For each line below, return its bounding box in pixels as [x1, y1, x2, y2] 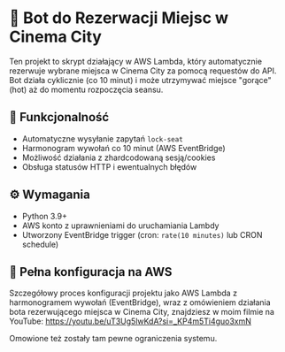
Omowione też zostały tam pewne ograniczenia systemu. [9, 333, 218, 344]
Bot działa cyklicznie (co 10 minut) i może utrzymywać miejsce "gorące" [9, 74, 272, 85]
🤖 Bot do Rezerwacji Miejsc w [9, 8, 228, 28]
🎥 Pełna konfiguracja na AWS [9, 264, 173, 279]
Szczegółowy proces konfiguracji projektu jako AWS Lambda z [9, 287, 237, 299]
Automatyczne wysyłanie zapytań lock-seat [21, 133, 183, 144]
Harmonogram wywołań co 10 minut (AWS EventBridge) [21, 142, 226, 153]
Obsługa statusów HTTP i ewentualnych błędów [21, 161, 197, 172]
